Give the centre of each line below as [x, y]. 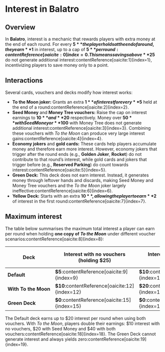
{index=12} [68, 292]
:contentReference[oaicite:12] [99, 286]
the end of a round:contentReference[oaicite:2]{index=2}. [70, 107]
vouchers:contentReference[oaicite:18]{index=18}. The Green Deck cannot [81, 334]
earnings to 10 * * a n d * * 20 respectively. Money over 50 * [72, 117]
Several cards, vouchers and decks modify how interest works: [69, 92]
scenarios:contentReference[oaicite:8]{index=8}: [55, 239]
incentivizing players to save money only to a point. [57, 65]
